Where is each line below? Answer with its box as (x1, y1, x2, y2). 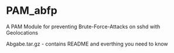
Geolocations (6, 29, 38, 36)
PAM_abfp (6, 4, 57, 17)
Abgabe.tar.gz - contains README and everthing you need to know (6, 40, 168, 47)
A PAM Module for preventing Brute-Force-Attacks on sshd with (6, 23, 161, 30)
